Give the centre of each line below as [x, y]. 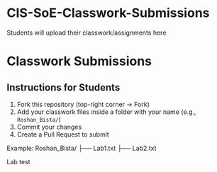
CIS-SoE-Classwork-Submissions [108, 13]
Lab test [18, 161]
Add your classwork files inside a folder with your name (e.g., [106, 112]
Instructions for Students [63, 87]
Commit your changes [49, 127]
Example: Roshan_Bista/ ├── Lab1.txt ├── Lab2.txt [82, 148]
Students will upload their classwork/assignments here [87, 33]
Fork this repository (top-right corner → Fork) [83, 104]
